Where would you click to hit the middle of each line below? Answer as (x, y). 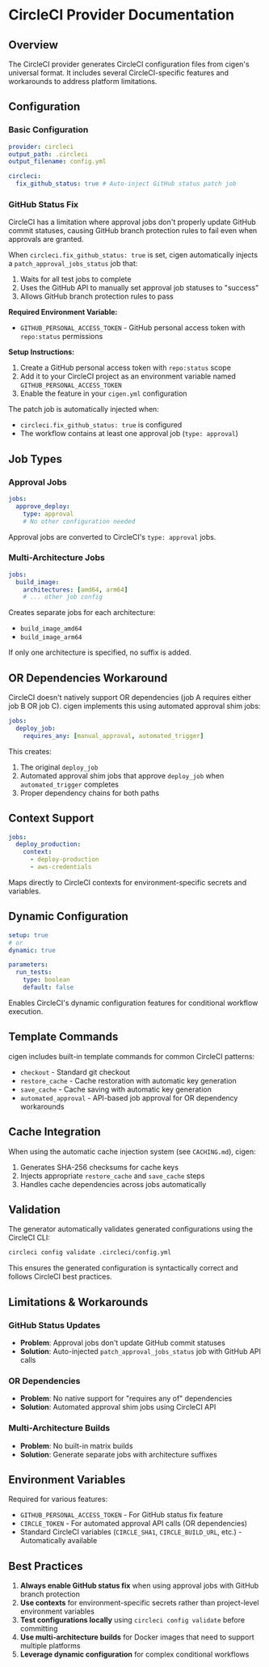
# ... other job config (63, 597)
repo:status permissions (61, 337)
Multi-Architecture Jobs (57, 558)
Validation (34, 1209)
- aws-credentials (61, 867)
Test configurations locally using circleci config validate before (132, 1620)
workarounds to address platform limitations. (83, 81)
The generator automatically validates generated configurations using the (130, 1229)
